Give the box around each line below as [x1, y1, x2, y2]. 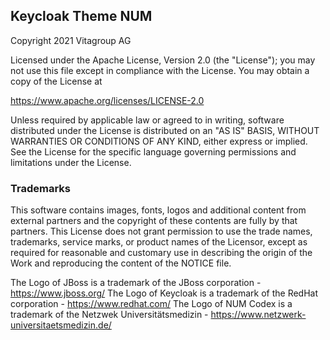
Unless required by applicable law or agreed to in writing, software [10, 114, 285, 126]
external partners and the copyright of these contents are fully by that [10, 215, 298, 227]
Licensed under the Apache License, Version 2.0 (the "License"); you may [10, 54, 316, 66]
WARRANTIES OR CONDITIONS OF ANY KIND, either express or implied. [10, 135, 308, 147]
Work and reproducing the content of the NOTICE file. [10, 257, 232, 269]
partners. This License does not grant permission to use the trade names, [10, 225, 313, 238]
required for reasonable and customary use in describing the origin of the [10, 247, 313, 259]
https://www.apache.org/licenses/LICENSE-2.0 [10, 94, 205, 106]
